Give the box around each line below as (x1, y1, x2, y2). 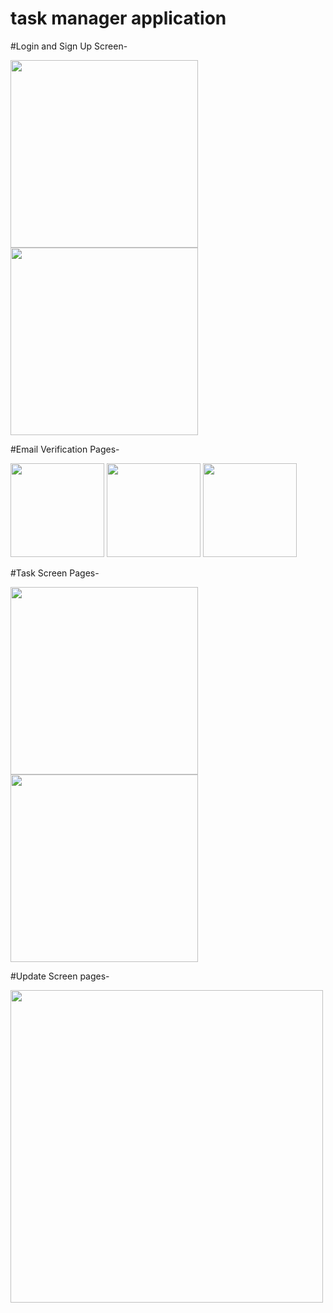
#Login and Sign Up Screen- (10, 40, 128, 52)
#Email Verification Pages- (10, 443, 120, 455)
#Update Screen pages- (10, 970, 110, 982)
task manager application (10, 7, 227, 30)
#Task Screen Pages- (10, 567, 100, 579)
